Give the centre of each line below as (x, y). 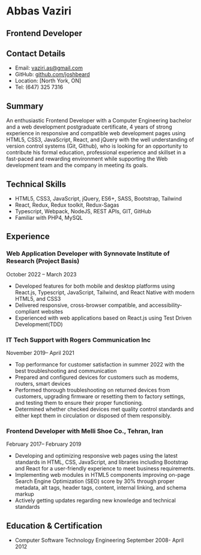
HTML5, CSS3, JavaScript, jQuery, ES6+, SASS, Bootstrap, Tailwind (98, 199)
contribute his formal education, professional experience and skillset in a (96, 153)
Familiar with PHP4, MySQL (49, 218)
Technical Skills (36, 184)
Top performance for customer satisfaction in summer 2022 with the (100, 364)
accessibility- (166, 305)
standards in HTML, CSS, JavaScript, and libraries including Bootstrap (101, 462)
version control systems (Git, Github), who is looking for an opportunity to (97, 146)
